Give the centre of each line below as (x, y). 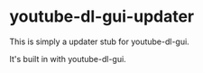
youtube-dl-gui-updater (102, 17)
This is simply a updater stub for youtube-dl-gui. (99, 41)
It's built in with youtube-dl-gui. (68, 59)
